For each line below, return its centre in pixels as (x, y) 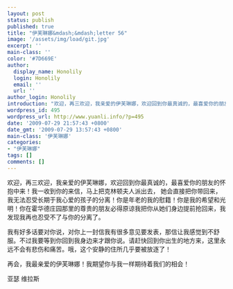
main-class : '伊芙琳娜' (39, 136)
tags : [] (20, 156)
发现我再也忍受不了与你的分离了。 (56, 217)
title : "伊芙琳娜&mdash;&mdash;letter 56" (67, 33)
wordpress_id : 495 (34, 110)
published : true (31, 26)
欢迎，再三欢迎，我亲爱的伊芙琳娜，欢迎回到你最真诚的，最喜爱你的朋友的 (113, 182)
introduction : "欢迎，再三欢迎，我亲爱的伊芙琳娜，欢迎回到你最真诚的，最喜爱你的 (113, 104)
